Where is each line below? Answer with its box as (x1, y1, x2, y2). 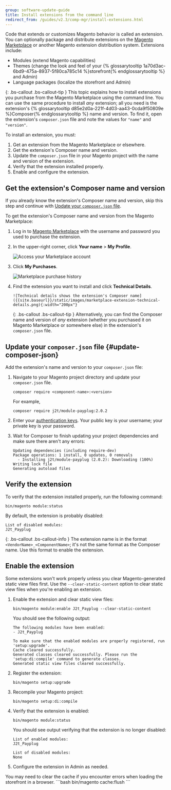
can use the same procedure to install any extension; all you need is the (5, 100, 158, 106)
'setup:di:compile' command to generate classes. (12, 656, 122, 662)
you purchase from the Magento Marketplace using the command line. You (5, 94, 164, 101)
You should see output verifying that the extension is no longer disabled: (12, 726, 166, 733)
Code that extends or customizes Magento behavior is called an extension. (5, 31, 164, 37)
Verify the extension (5, 480, 72, 489)
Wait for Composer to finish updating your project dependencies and (12, 433, 159, 439)
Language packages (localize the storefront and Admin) (12, 79, 131, 85)
